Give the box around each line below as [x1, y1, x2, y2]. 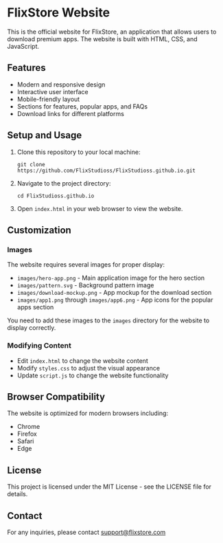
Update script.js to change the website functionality [16, 371, 169, 379]
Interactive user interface [16, 87, 89, 96]
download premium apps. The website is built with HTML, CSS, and [7, 34, 198, 43]
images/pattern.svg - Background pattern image [16, 281, 154, 289]
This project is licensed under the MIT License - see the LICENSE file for [7, 483, 211, 491]
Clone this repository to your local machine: [16, 148, 141, 156]
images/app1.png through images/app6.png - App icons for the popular [16, 296, 213, 304]
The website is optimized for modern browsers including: [7, 409, 169, 417]
